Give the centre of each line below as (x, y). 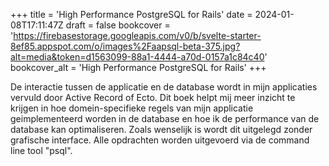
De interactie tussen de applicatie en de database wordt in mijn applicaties (164, 87)
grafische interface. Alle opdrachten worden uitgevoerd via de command (160, 140)
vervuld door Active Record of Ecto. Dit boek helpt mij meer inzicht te (153, 97)
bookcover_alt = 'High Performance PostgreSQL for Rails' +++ (138, 67)
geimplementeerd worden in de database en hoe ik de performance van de (165, 118)
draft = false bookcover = (118, 25)
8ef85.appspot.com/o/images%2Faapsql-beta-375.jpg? (125, 46)
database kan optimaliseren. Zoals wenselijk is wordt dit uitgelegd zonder (161, 129)
